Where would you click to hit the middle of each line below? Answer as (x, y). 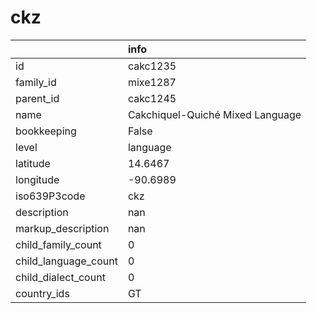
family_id (36, 82)
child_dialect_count (60, 277)
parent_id (37, 98)
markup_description (62, 228)
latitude (33, 163)
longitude (37, 179)
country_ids (42, 293)
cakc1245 (152, 98)
